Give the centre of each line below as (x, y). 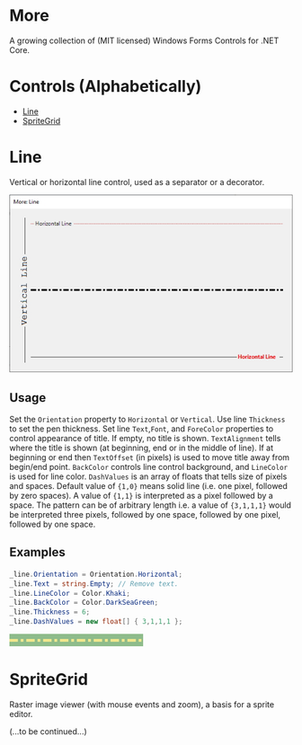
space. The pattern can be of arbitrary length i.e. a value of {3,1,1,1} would (151, 505)
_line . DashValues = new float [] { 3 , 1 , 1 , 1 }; (96, 622)
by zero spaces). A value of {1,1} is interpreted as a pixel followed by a (142, 496)
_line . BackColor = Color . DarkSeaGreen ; (84, 603)
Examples (37, 552)
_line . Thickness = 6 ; (50, 612)
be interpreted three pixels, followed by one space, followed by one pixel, (145, 515)
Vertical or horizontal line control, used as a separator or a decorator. (137, 182)
